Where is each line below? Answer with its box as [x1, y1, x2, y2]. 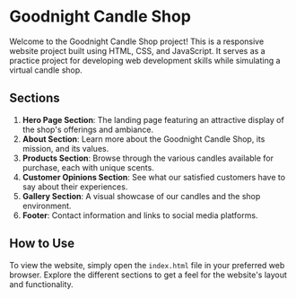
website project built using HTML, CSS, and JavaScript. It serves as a [9, 45, 266, 56]
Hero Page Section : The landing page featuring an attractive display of [22, 114, 284, 125]
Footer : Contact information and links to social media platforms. [22, 209, 258, 221]
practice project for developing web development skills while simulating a [9, 55, 281, 66]
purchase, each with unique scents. [22, 162, 154, 172]
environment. [22, 200, 72, 211]
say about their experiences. [22, 181, 128, 192]
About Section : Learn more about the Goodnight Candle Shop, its [22, 133, 266, 145]
